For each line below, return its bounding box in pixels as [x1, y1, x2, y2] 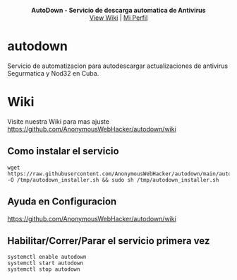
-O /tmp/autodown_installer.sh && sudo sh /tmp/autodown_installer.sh [7, 176, 219, 183]
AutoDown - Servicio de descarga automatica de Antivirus [31, 6, 206, 14]
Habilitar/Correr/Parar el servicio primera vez [7, 235, 210, 247]
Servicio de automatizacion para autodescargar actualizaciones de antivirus [7, 62, 228, 70]
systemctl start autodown [7, 259, 83, 267]
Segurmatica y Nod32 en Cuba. [7, 69, 99, 77]
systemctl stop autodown [7, 266, 80, 273]
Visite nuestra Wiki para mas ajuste [7, 117, 109, 126]
